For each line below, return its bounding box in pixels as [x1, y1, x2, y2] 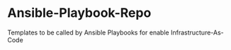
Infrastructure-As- [170, 28, 225, 37]
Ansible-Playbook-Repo [7, 5, 152, 21]
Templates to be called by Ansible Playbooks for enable [7, 28, 169, 37]
